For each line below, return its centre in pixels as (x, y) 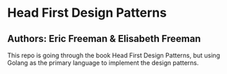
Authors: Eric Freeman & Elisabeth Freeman (104, 39)
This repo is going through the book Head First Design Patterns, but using (114, 55)
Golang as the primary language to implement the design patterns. (103, 63)
